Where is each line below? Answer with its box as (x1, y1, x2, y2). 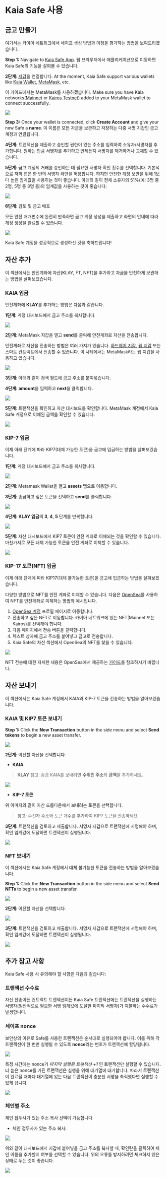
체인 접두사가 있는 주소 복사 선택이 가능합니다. (5, 1114, 94, 1120)
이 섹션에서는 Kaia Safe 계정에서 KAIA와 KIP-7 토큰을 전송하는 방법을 (5, 695, 140, 701)
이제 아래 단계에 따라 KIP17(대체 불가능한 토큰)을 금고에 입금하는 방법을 (5, 575, 143, 581)
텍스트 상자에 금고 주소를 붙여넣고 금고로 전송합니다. (12, 633, 113, 639)
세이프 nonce (5, 1023, 36, 1030)
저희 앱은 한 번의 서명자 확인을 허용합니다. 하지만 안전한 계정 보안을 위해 (14, 171, 153, 177)
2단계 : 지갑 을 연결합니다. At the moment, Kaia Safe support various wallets (5, 73, 155, 79)
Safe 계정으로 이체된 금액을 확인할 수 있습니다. (5, 411, 95, 417)
